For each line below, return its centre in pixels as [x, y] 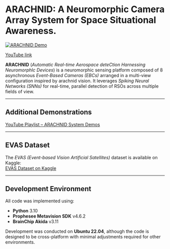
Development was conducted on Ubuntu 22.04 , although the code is [77, 231]
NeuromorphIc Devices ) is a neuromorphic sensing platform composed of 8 [84, 70]
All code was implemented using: [40, 201]
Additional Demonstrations [49, 112]
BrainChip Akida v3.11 [35, 222]
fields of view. [20, 91]
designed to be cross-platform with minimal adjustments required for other [83, 237]
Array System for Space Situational [81, 20]
